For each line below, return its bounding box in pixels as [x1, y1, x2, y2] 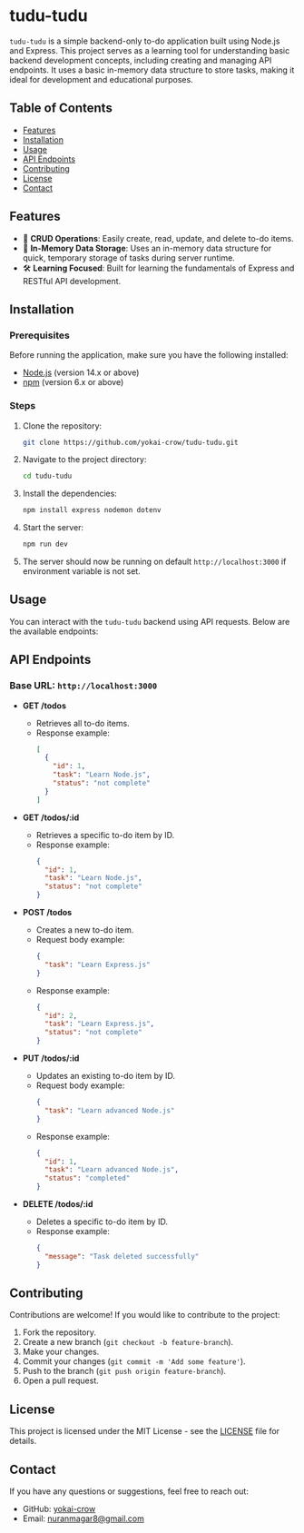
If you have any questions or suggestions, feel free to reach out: [9, 1486, 250, 1497]
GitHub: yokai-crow [22, 1504, 96, 1515]
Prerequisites [9, 329, 70, 341]
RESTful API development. [22, 275, 122, 286]
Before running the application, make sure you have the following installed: [9, 350, 289, 361]
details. [9, 1436, 37, 1447]
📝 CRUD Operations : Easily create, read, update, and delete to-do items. [22, 232, 294, 243]
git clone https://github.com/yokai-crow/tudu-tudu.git [22, 438, 239, 447]
